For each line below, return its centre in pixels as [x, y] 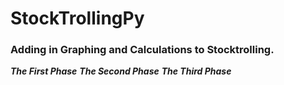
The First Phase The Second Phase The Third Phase [121, 71]
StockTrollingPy [77, 18]
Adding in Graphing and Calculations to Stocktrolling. [142, 50]
